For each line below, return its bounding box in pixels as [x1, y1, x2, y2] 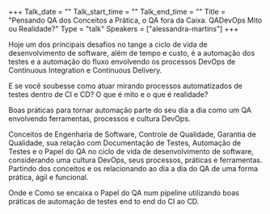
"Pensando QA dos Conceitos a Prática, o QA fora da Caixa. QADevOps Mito [8, 15, 263, 25]
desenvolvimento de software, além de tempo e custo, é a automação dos [8, 48, 255, 57]
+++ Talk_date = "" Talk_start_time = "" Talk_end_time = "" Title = [8, 7, 226, 16]
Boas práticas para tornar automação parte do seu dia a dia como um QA [8, 105, 252, 115]
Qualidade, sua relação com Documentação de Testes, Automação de [8, 138, 242, 148]
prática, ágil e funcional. [8, 173, 89, 182]
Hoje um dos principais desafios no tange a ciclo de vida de [8, 40, 208, 49]
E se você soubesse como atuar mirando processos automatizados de [8, 81, 243, 90]
